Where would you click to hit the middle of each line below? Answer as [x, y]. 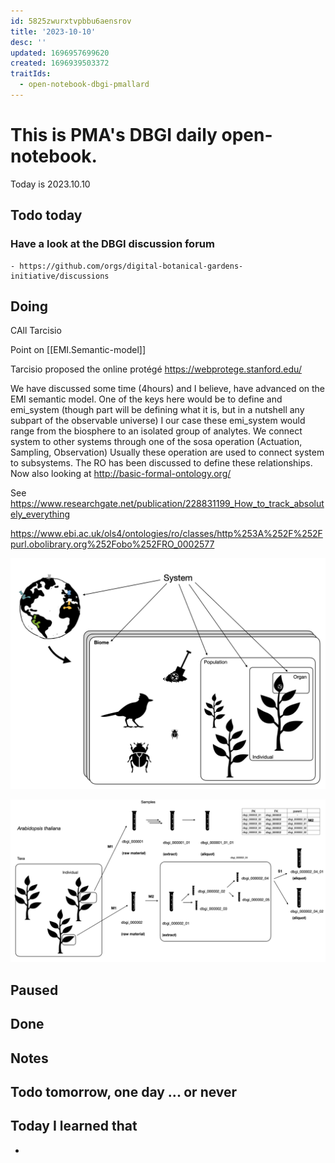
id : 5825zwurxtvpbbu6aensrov [71, 21]
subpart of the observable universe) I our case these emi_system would [158, 421]
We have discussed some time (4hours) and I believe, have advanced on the [168, 389]
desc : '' [28, 42]
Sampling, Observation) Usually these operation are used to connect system [167, 452]
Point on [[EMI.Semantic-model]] [78, 350]
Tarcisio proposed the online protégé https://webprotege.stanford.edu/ [156, 369]
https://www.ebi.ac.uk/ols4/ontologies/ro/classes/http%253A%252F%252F [166, 534]
